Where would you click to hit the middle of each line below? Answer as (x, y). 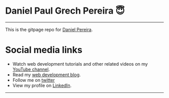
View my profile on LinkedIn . (42, 85)
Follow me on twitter (34, 80)
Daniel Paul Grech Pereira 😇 (65, 11)
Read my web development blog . (47, 75)
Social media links (44, 50)
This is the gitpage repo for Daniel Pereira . (49, 29)
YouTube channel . (31, 69)
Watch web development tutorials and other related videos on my (80, 64)
